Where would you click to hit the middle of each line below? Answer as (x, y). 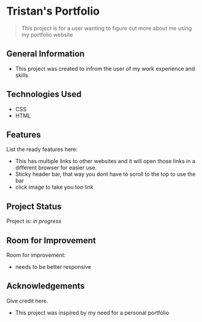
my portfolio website (47, 34)
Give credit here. (27, 301)
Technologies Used (44, 94)
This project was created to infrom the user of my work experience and (105, 68)
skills (22, 75)
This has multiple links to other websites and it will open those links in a (105, 161)
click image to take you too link (54, 187)
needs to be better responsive (53, 267)
